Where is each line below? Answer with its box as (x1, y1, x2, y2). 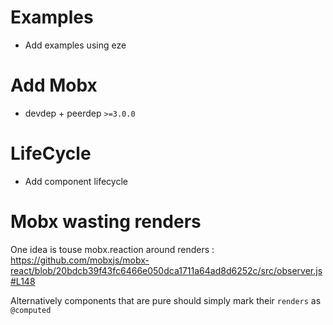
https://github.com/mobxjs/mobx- (10, 254, 150, 266)
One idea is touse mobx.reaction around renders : (10, 243, 215, 255)
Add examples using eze (24, 39, 127, 51)
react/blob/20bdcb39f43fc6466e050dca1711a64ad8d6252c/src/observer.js (10, 264, 323, 276)
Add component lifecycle (24, 175, 128, 187)
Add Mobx (10, 74, 98, 97)
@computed (10, 305, 52, 315)
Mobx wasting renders (10, 211, 202, 233)
